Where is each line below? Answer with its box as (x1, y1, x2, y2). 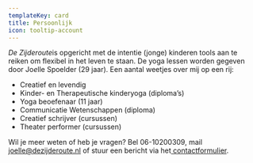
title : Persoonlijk (8, 19, 73, 27)
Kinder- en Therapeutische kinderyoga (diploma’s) (19, 89, 185, 98)
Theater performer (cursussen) (19, 122, 122, 131)
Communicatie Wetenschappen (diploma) (19, 105, 156, 115)
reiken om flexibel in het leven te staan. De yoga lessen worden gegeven (8, 56, 245, 66)
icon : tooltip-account (8, 26, 83, 34)
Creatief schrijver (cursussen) (19, 114, 117, 123)
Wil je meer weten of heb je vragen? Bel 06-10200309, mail (8, 138, 203, 147)
